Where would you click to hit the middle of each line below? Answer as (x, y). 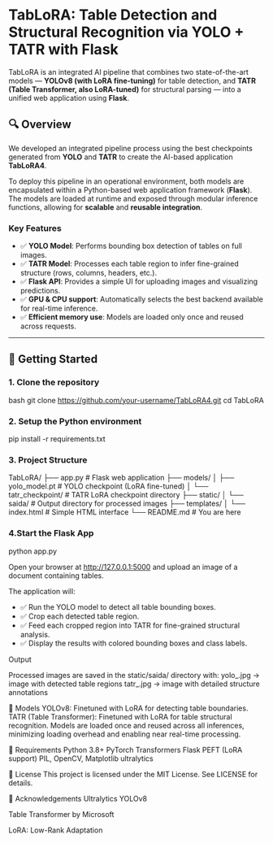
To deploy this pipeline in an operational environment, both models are (126, 181)
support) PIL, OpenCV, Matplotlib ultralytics (81, 758)
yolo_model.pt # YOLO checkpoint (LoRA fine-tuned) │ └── (108, 486)
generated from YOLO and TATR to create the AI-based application (121, 157)
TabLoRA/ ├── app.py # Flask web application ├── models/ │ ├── (121, 478)
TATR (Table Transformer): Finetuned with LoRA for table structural (121, 716)
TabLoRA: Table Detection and (113, 15)
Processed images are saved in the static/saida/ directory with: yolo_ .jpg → (134, 675)
